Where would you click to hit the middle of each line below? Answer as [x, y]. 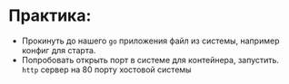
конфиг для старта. [59, 50]
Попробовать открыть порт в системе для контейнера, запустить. [150, 60]
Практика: [50, 16]
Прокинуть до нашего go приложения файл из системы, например [150, 41]
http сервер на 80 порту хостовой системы [106, 70]
